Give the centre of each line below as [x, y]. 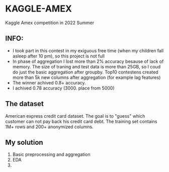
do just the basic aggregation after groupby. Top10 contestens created [85, 72]
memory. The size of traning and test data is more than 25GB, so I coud [87, 66]
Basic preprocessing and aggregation [51, 154]
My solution [24, 142]
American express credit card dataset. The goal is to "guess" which [75, 116]
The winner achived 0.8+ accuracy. [49, 82]
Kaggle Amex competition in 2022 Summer [50, 23]
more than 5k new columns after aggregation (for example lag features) [87, 77]
